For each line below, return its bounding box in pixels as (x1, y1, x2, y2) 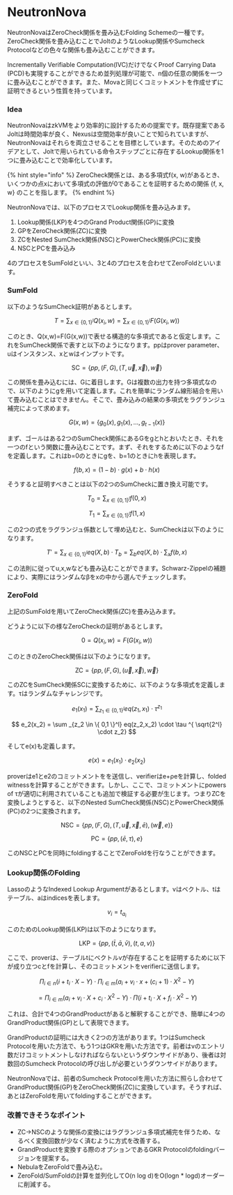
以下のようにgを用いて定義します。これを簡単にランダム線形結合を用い (19, 386, 224, 395)
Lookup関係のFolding (7, 868, 81, 878)
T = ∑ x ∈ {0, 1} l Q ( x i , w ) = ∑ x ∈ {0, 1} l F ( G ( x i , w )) (54, 316, 180, 326)
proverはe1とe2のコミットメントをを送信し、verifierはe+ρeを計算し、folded (7, 772, 227, 781)
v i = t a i (107, 908, 127, 919)
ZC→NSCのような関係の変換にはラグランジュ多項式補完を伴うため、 (17, 1127, 215, 1136)
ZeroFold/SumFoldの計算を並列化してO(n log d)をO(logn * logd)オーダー (17, 1171, 225, 1180)
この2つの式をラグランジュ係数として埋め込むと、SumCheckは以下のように (7, 525, 225, 534)
